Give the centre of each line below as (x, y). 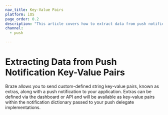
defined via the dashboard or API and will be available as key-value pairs (80, 97)
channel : (14, 28)
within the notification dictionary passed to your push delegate (69, 102)
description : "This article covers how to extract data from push (76, 24)
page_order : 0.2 (22, 19)
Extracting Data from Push (61, 62)
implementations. (23, 107)
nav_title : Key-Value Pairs (34, 10)
